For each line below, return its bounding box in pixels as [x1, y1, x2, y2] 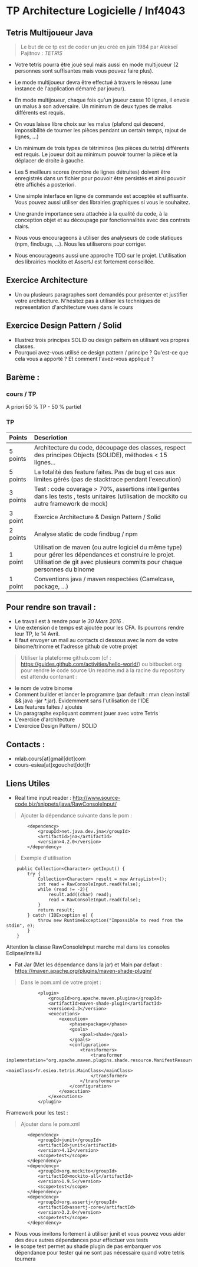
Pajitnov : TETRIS [20, 50, 63, 57]
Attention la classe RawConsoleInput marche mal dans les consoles [6, 943, 170, 950]
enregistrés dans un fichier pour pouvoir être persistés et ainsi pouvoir [14, 175, 186, 181]
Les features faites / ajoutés [14, 703, 82, 711]
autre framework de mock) [34, 499, 108, 507]
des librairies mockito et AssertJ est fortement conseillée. [14, 258, 155, 265]
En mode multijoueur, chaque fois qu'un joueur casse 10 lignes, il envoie [14, 96, 190, 103]
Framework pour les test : [6, 1109, 68, 1116]
